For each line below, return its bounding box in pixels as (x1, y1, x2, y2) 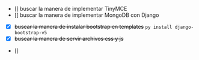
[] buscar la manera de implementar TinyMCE (14, 5, 127, 12)
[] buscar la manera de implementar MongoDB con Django (14, 11, 159, 19)
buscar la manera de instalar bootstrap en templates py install (14, 23, 173, 30)
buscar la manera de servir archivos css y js (14, 35, 124, 43)
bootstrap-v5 (14, 30, 47, 36)
